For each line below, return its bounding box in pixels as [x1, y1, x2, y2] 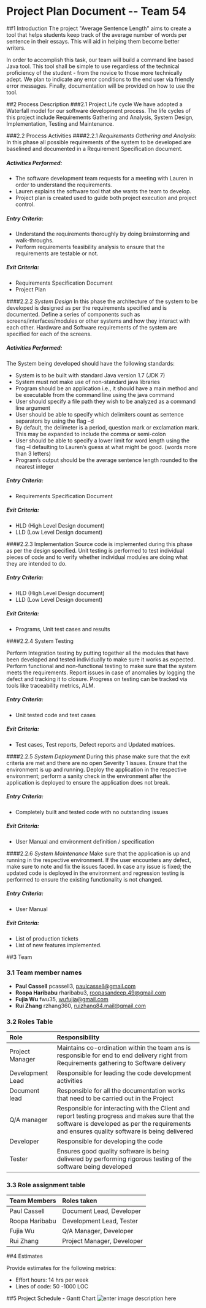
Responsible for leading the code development [56, 1069, 191, 1077]
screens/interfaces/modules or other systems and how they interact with [6, 317, 190, 325]
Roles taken [62, 1196, 97, 1205]
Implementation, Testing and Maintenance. [6, 120, 115, 127]
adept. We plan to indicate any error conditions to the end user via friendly [6, 75, 194, 83]
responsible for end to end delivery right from [56, 1051, 188, 1060]
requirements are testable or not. [15, 250, 99, 257]
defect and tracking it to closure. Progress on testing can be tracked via [6, 675, 188, 682]
